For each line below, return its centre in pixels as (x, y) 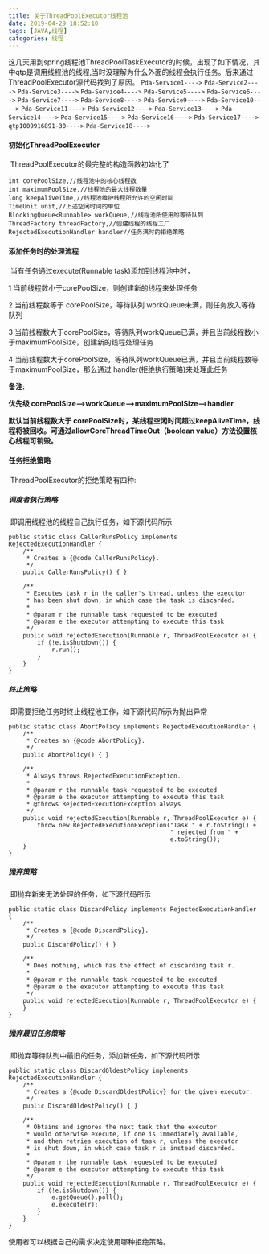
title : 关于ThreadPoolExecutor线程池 (68, 16)
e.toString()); (195, 839)
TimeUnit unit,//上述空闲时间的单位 (64, 207)
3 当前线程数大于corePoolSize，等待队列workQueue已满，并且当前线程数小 (133, 332)
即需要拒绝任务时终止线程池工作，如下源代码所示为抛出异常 (108, 711)
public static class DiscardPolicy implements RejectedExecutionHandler (132, 909)
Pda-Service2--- (231, 83)
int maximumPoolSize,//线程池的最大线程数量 (78, 190)
